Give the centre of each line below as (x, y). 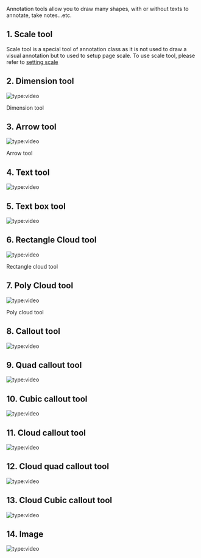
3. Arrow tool (31, 127)
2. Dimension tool (40, 81)
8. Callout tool (33, 331)
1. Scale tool (30, 34)
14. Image (25, 534)
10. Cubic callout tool (47, 399)
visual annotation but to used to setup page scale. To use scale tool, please (101, 55)
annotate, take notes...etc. (39, 15)
